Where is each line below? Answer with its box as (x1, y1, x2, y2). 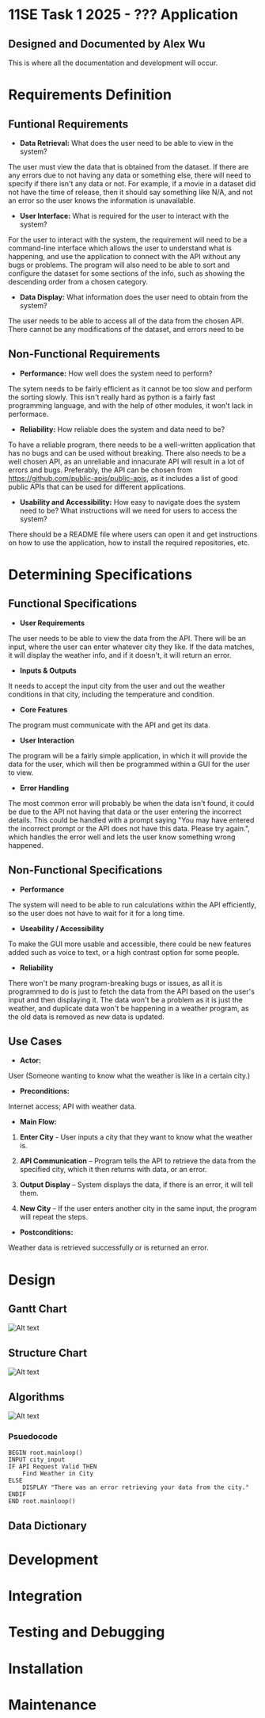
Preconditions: (19, 1086, 70, 1096)
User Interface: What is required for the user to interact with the (19, 212, 229, 220)
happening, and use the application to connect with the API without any (8, 252, 241, 261)
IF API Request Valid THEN (8, 1463, 97, 1471)
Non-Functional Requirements (8, 347, 161, 361)
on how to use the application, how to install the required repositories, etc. (8, 537, 251, 548)
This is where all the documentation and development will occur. (8, 58, 218, 67)
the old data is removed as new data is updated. (8, 1012, 165, 1021)
